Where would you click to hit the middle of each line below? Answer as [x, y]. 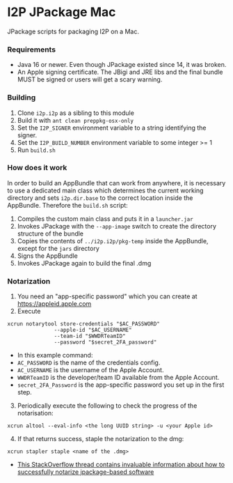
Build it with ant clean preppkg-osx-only [75, 120]
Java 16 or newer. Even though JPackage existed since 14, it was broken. [122, 65]
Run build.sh [36, 150]
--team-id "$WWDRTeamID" [90, 336]
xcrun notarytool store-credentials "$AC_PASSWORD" [83, 324]
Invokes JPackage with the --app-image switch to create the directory [117, 226]
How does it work [37, 168]
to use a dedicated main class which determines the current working [105, 190]
